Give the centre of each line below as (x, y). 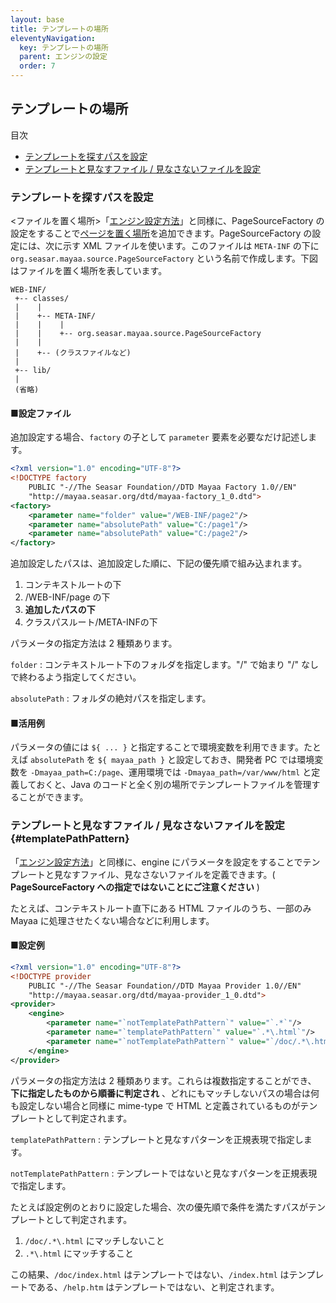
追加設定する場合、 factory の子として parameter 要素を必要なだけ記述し (159, 437)
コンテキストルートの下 (73, 585)
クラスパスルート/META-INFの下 (91, 622)
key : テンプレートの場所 (64, 47)
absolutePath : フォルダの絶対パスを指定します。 (111, 698)
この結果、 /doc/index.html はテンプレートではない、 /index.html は (150, 1274)
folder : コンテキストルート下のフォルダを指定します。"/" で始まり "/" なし (165, 665)
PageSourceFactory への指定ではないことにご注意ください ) (135, 887)
